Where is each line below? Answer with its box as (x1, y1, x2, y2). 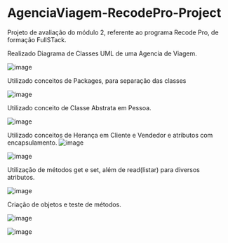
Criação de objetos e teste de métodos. (7, 200, 121, 209)
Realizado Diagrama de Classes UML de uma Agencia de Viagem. (7, 49, 198, 58)
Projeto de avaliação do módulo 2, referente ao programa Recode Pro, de (7, 28, 219, 37)
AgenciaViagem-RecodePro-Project (7, 5, 222, 21)
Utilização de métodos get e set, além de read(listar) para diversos (7, 165, 200, 173)
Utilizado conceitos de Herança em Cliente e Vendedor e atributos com (7, 131, 213, 139)
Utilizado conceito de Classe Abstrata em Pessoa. (7, 103, 152, 112)
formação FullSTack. (7, 35, 67, 44)
